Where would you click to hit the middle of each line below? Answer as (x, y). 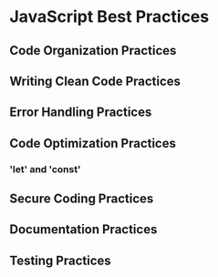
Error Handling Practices (81, 113)
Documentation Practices (83, 230)
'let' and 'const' (45, 169)
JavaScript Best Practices (109, 17)
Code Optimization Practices (93, 143)
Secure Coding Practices (82, 199)
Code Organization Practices (93, 51)
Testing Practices (60, 260)
